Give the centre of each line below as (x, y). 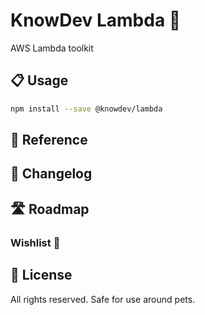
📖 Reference (49, 140)
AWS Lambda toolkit (52, 48)
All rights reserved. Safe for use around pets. (103, 299)
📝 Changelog (51, 174)
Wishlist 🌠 (35, 242)
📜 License (41, 275)
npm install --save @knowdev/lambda (86, 109)
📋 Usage (39, 80)
